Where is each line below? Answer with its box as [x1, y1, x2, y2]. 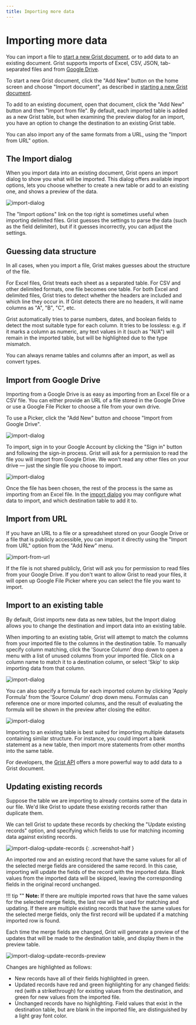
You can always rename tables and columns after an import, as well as [6, 352, 175, 359]
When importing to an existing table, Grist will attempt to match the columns [6, 633, 188, 640]
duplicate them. [6, 810, 44, 817]
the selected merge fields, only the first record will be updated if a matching [6, 911, 188, 918]
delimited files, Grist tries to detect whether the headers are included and [6, 292, 182, 299]
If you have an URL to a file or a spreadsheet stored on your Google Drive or [6, 529, 188, 536]
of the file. [6, 268, 31, 275]
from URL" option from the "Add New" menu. [6, 542, 114, 549]
